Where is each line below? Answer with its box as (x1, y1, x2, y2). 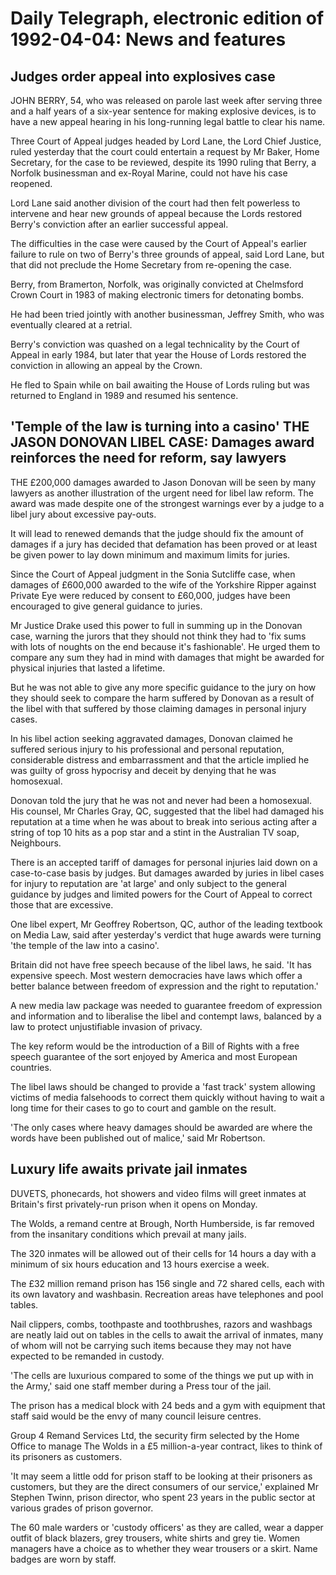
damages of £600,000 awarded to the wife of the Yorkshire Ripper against (10, 578, 317, 591)
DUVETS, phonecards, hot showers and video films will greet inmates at (10, 1187, 307, 1199)
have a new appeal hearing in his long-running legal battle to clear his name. (10, 116, 326, 127)
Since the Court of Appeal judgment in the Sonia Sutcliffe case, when (10, 568, 296, 580)
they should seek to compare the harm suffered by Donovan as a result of (10, 692, 315, 704)
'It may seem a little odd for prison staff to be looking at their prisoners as (10, 1470, 313, 1482)
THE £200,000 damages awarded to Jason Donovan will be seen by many (10, 476, 317, 488)
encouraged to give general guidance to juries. (10, 600, 203, 612)
